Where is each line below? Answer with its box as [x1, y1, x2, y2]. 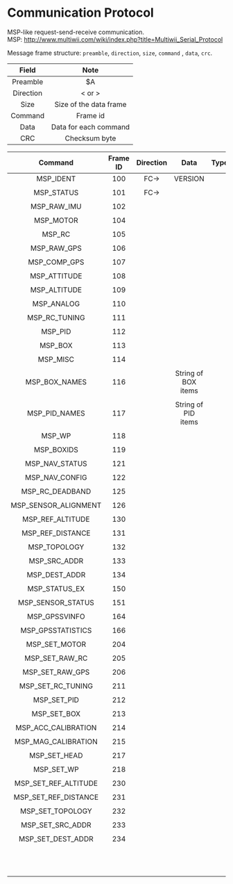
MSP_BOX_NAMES [25, 377, 87, 386]
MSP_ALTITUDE [30, 285, 82, 295]
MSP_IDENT [36, 174, 76, 183]
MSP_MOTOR [33, 215, 78, 225]
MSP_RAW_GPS [30, 243, 82, 253]
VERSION [173, 174, 205, 183]
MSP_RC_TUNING [27, 313, 85, 322]
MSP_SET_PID [33, 695, 80, 705]
